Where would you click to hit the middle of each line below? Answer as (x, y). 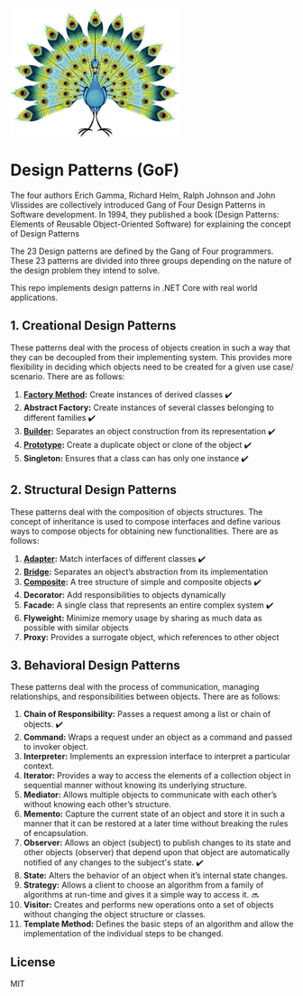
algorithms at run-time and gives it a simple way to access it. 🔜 (141, 895)
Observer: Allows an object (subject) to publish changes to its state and (157, 842)
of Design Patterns (45, 233)
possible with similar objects (76, 628)
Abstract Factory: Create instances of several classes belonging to (148, 407)
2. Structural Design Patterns (93, 490)
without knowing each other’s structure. (97, 805)
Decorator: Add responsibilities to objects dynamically (124, 594)
